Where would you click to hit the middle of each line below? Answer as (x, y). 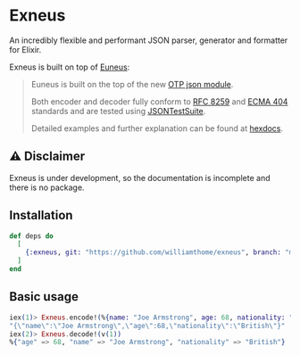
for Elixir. (25, 49)
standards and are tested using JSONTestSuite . (118, 111)
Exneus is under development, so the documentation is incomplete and (140, 177)
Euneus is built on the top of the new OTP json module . (132, 84)
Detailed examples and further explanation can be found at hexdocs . (157, 128)
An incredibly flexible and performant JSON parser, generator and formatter (149, 40)
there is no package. (47, 187)
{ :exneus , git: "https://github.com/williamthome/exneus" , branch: (153, 252)
